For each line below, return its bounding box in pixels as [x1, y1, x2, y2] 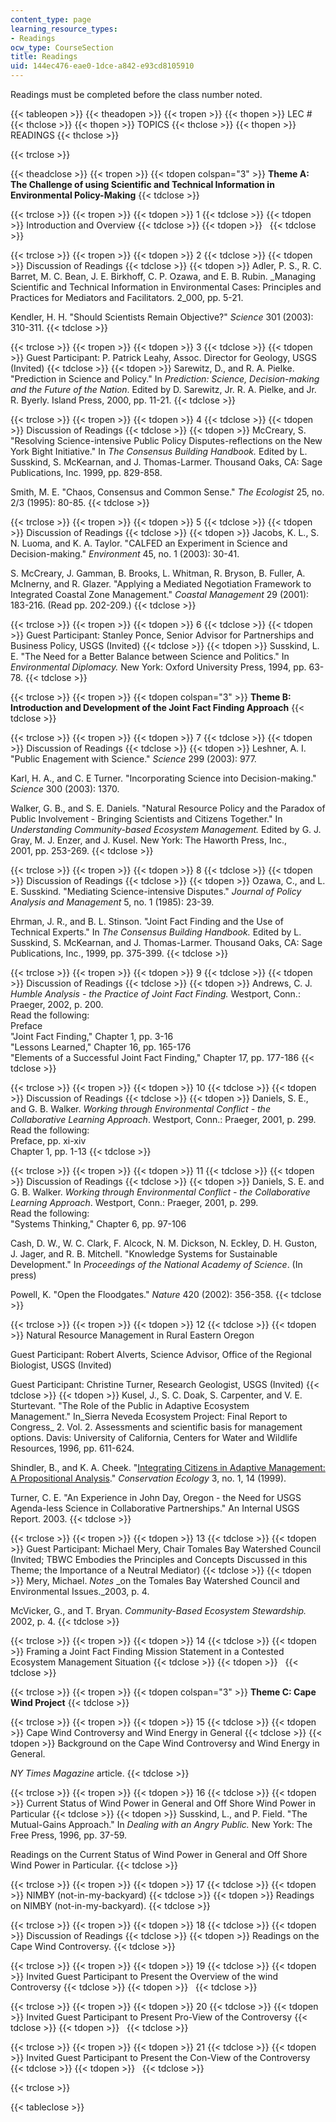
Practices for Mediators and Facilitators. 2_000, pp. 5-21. [10, 292, 244, 303]
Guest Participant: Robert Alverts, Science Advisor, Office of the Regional [10, 1349, 312, 1360]
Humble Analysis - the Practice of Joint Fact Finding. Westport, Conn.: [10, 988, 301, 1000]
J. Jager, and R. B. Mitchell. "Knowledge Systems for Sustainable [10, 1248, 278, 1260]
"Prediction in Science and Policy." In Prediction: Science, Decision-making [10, 373, 320, 385]
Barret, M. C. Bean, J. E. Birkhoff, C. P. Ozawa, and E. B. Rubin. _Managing [10, 271, 317, 282]
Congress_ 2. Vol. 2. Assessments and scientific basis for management [10, 1421, 303, 1433]
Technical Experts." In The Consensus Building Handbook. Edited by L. [10, 926, 302, 938]
